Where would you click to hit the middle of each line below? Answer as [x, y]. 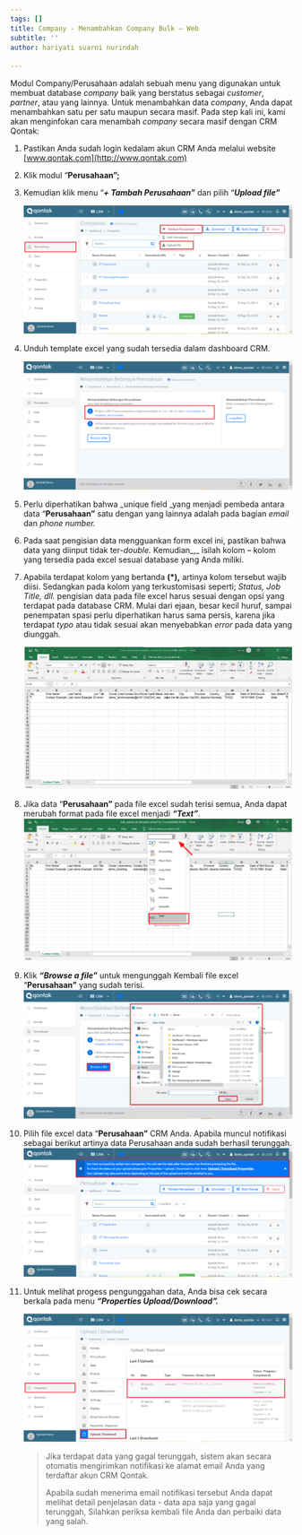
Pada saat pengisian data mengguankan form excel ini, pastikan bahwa [154, 541]
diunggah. [42, 634]
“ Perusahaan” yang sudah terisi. [84, 985]
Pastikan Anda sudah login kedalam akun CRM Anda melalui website [149, 149]
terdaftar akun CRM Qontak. [97, 1475]
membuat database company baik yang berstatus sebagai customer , [137, 93]
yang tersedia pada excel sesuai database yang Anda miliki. [134, 559]
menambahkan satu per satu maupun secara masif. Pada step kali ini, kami [148, 112]
